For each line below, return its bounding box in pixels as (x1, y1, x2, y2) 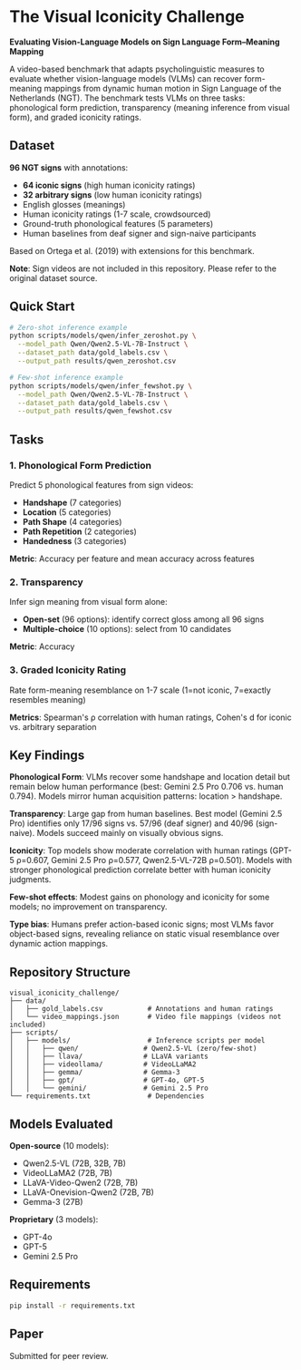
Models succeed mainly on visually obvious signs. (36, 828, 224, 839)
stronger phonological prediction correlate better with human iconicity (9, 864, 272, 876)
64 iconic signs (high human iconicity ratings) (22, 180, 196, 190)
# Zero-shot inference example (9, 323, 128, 332)
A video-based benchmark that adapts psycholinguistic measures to (9, 63, 265, 74)
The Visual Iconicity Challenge (9, 6, 245, 27)
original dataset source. (9, 272, 98, 283)
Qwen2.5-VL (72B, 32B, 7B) (22, 1158, 127, 1169)
